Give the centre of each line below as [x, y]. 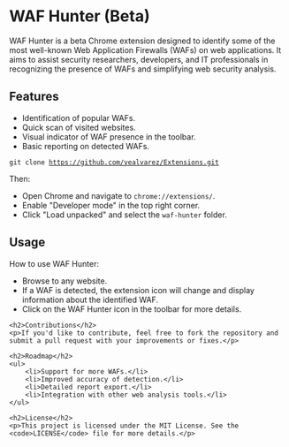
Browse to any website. [65, 281]
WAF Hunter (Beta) [80, 16]
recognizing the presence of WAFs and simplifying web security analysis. [143, 69]
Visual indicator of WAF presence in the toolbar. [109, 136]
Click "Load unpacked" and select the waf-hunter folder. [124, 215]
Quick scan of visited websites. [79, 127]
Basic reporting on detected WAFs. [86, 146]
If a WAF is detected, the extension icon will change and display [138, 290]
